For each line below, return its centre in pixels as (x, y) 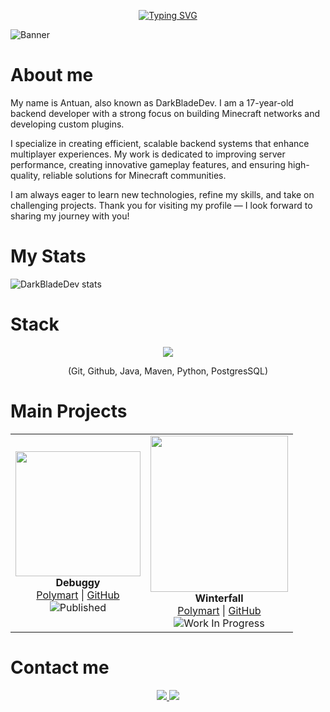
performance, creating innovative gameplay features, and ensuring (148, 164)
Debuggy (78, 582)
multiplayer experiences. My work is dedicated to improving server (148, 154)
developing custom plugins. (67, 124)
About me (52, 75)
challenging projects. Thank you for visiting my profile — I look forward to (161, 205)
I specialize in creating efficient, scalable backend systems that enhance (160, 143)
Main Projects (69, 411)
